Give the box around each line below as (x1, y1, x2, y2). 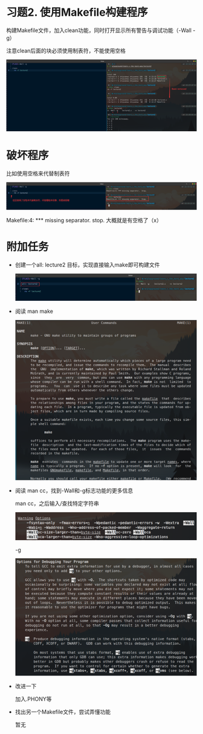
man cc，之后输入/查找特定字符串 (14, 500, 100, 507)
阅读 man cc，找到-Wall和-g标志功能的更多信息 (14, 487, 134, 494)
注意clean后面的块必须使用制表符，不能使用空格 (6, 47, 126, 54)
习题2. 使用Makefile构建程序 (6, 5, 148, 19)
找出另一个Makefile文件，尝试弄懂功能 (14, 708, 111, 715)
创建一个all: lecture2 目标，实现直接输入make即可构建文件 (14, 261, 160, 269)
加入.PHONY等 (14, 695, 52, 703)
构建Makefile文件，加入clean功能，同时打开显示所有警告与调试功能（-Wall (6, 27, 192, 34)
